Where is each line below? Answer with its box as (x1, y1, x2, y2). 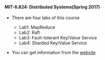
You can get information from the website (11, 50, 96, 56)
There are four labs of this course (11, 15, 79, 21)
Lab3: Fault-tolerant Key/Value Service (19, 35, 97, 41)
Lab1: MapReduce (19, 25, 55, 30)
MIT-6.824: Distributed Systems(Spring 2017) (4, 4, 100, 10)
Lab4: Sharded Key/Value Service (19, 40, 87, 46)
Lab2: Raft (19, 30, 40, 35)
